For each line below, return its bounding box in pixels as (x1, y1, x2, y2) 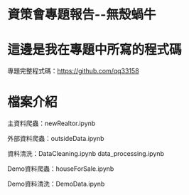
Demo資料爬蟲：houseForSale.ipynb (7, 164, 114, 173)
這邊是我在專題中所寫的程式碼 (7, 42, 183, 58)
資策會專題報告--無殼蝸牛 (7, 6, 156, 23)
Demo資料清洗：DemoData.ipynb (7, 179, 105, 189)
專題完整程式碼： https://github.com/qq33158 (7, 67, 140, 75)
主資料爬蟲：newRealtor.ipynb (7, 119, 96, 128)
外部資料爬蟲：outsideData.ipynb (7, 135, 104, 143)
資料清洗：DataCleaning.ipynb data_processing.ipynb (7, 149, 165, 158)
